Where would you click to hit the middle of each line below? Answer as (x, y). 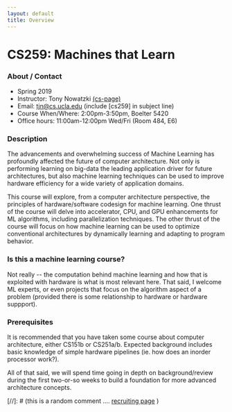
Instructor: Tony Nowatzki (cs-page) (69, 99)
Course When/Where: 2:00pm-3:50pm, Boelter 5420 (93, 113)
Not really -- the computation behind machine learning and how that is (107, 274)
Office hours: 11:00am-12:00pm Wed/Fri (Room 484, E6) (97, 121)
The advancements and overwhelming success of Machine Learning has (111, 154)
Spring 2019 (34, 91)
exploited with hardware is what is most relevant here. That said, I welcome (115, 281)
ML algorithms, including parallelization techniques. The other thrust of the (114, 219)
